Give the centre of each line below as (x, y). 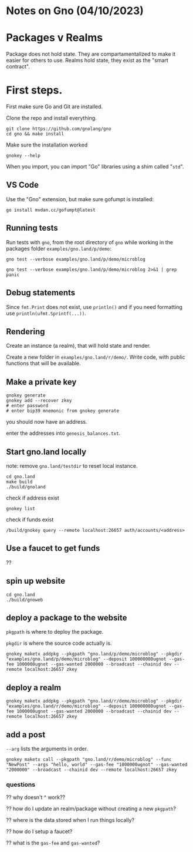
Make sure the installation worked (47, 145)
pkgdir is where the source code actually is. (59, 643)
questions (21, 784)
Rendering (26, 332)
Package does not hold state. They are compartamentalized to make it (91, 54)
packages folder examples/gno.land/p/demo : (59, 248)
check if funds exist (30, 520)
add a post (26, 735)
